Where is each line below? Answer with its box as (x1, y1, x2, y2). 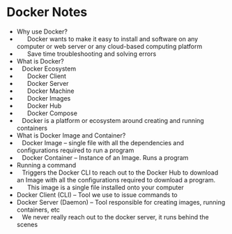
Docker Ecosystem (22, 64, 77, 73)
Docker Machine (26, 87, 75, 95)
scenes (16, 220, 38, 228)
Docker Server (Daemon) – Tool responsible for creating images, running (16, 198, 226, 206)
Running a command (16, 161, 77, 169)
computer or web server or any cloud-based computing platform (16, 42, 203, 50)
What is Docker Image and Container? (16, 131, 126, 140)
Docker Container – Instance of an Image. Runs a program (22, 153, 189, 161)
